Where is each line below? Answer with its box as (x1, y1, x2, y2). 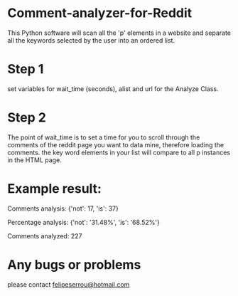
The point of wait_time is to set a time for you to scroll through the (7, 133, 200, 142)
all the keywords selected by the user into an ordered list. (7, 36, 175, 44)
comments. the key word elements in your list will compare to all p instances (7, 148, 231, 157)
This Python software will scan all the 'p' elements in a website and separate (7, 28, 231, 37)
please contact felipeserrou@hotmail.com (7, 280, 130, 289)
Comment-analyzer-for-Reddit (7, 5, 193, 21)
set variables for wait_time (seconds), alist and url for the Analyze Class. (7, 84, 219, 93)
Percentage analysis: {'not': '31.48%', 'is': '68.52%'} (7, 218, 160, 226)
